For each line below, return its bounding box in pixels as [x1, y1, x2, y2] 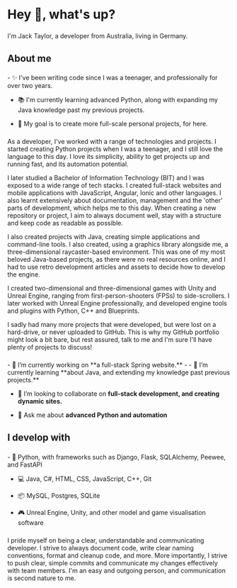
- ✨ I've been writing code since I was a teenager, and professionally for [7, 74, 218, 82]
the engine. [7, 270, 40, 279]
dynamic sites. [17, 397, 62, 406]
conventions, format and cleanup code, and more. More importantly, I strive [7, 551, 228, 560]
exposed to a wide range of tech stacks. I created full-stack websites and [7, 181, 221, 190]
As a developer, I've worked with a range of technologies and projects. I [7, 138, 217, 146]
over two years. [7, 82, 53, 90]
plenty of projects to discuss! [7, 343, 93, 352]
